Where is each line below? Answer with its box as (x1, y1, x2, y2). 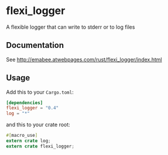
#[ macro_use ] (6, 133, 38, 139)
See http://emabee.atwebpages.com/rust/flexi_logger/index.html (6, 56, 162, 63)
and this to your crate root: (6, 121, 70, 128)
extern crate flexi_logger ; (6, 143, 75, 149)
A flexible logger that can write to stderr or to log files (6, 23, 135, 30)
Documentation (6, 40, 64, 50)
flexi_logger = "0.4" (6, 105, 59, 111)
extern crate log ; (6, 138, 51, 144)
